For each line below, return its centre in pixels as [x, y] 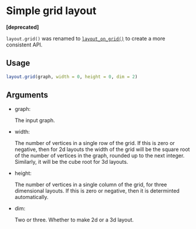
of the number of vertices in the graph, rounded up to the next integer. [99, 156]
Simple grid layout [51, 11]
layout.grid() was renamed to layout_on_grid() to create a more [86, 38]
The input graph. [35, 120]
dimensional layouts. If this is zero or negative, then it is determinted [97, 191]
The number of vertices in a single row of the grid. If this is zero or [94, 143]
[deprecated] [23, 27]
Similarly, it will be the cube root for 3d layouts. [71, 162]
